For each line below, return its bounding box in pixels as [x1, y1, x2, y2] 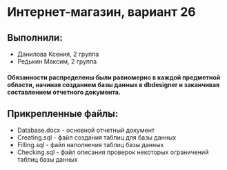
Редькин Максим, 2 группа [17, 57, 97, 66]
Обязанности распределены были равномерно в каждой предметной [7, 73, 221, 82]
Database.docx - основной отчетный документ [17, 126, 155, 135]
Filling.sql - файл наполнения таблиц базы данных [17, 141, 164, 149]
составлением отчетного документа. [7, 88, 121, 96]
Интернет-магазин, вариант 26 [7, 4, 196, 20]
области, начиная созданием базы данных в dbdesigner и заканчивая [7, 80, 220, 88]
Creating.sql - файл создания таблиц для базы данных [17, 133, 177, 142]
